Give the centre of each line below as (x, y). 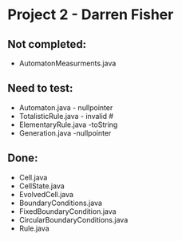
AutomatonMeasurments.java (67, 63)
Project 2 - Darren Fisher (91, 15)
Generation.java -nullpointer (65, 132)
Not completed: (47, 44)
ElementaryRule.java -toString (68, 124)
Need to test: (40, 88)
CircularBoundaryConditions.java (73, 219)
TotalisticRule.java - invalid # (66, 116)
